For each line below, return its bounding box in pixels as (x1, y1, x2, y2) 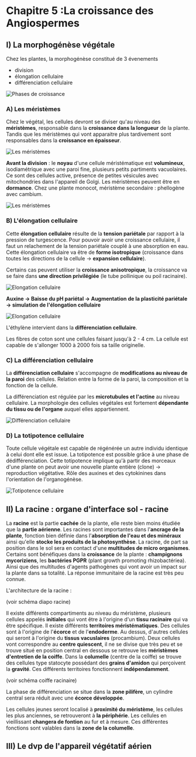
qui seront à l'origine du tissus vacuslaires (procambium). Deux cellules (6, 635, 180, 641)
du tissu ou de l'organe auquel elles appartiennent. (6, 405, 130, 412)
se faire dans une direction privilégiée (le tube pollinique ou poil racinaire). (6, 272, 187, 279)
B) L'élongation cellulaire (6, 216, 78, 225)
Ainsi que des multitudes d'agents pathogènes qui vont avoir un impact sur (6, 563, 187, 570)
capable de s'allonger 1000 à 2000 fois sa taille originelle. (6, 341, 145, 349)
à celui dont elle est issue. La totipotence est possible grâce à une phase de (6, 451, 189, 458)
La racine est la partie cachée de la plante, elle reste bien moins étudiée (6, 519, 180, 527)
